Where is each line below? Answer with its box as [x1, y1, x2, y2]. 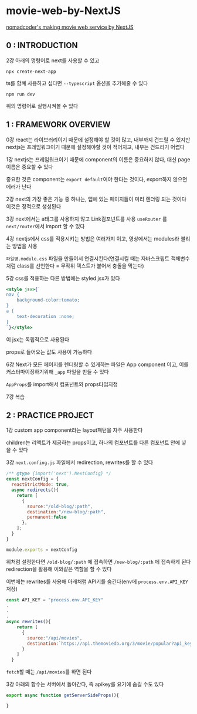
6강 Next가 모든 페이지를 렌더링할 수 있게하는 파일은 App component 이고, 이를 [6, 361, 189, 368]
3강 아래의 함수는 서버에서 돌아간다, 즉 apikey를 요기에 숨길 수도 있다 [6, 681, 164, 688]
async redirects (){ [11, 487, 59, 493]
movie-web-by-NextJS [6, 4, 121, 18]
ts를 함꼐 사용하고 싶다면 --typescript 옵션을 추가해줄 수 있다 [6, 79, 148, 86]
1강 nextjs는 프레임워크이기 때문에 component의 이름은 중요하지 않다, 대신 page [6, 155, 191, 163]
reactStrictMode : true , [11, 482, 69, 488]
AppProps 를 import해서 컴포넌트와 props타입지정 [6, 380, 118, 388]
